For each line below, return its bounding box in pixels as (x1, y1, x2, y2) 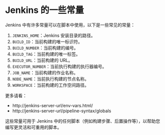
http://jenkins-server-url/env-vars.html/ (12, 102, 93, 108)
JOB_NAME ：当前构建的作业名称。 (12, 69, 78, 75)
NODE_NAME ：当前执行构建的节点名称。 (12, 75, 89, 82)
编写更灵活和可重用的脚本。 (5, 124, 62, 130)
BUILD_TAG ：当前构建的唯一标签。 (12, 51, 81, 57)
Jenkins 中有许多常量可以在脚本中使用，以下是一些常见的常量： (5, 22, 135, 28)
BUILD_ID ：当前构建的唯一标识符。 (12, 38, 83, 45)
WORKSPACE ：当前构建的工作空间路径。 (12, 82, 89, 88)
